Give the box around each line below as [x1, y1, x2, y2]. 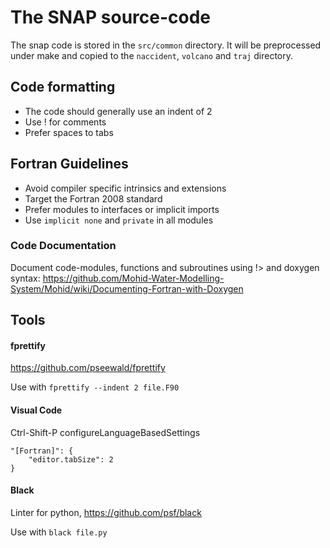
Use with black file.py [10, 526, 108, 538]
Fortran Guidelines [10, 156, 129, 173]
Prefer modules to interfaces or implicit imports [24, 203, 220, 215]
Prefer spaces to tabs [24, 126, 114, 138]
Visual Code [10, 404, 63, 416]
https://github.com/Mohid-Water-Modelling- [42, 272, 225, 284]
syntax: [10, 272, 41, 284]
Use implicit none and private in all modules [24, 214, 214, 226]
